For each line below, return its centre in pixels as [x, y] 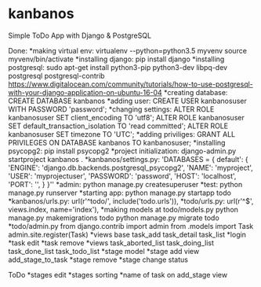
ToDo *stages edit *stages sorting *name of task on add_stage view [118, 274]
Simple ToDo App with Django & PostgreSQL [80, 35]
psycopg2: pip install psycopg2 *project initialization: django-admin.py [122, 151]
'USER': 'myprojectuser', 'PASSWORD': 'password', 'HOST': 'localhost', [122, 176]
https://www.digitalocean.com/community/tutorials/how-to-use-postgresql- [130, 84]
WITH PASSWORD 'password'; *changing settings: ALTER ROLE [111, 109]
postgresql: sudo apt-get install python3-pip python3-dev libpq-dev [118, 67]
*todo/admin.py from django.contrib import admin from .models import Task [131, 226]
